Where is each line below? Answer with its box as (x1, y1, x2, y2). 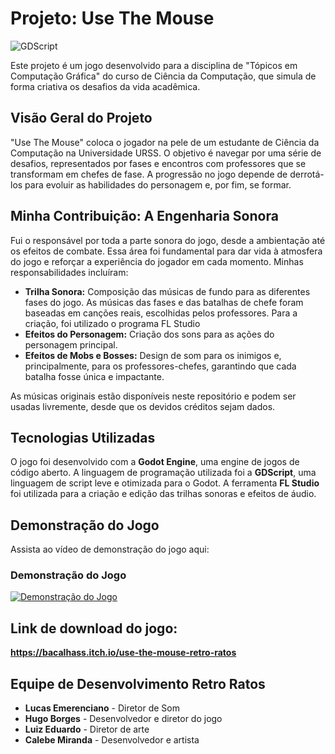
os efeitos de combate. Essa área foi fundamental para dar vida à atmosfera (10, 245, 323, 257)
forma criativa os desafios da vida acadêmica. (10, 80, 201, 92)
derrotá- (289, 168, 325, 180)
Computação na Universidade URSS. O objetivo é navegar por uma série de (10, 147, 322, 159)
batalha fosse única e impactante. (24, 370, 165, 382)
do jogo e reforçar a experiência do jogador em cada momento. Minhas (10, 255, 304, 267)
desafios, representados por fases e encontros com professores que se (10, 157, 307, 169)
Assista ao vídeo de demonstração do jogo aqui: (10, 543, 210, 556)
